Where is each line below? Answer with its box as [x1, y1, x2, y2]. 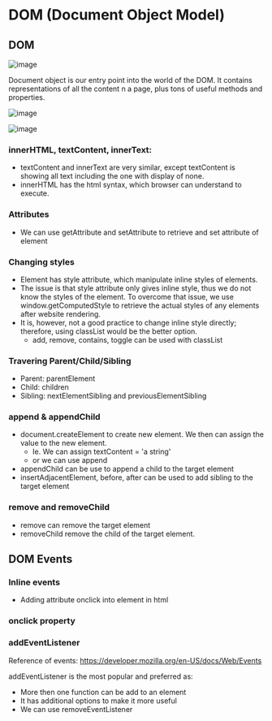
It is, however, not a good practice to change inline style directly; [19, 317, 237, 327]
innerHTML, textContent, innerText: [8, 144, 153, 155]
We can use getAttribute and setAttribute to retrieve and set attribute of [19, 227, 259, 237]
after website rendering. [19, 309, 101, 318]
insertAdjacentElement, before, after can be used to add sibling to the [19, 473, 253, 482]
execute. [19, 188, 50, 198]
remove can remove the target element [19, 520, 151, 529]
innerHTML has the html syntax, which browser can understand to [19, 180, 242, 190]
